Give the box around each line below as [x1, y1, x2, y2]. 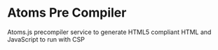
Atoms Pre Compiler [7, 5, 127, 21]
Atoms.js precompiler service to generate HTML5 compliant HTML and [7, 28, 212, 36]
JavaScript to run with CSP [7, 35, 86, 43]
